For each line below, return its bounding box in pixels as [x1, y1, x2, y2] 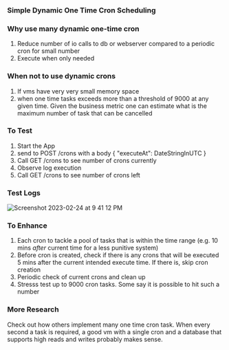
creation [17, 265, 41, 274]
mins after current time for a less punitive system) [17, 243, 159, 252]
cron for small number [17, 47, 80, 55]
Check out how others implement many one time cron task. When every [7, 320, 211, 329]
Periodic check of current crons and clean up [17, 273, 146, 281]
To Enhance [7, 221, 47, 230]
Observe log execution [17, 164, 82, 172]
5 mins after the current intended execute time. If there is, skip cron [17, 259, 208, 267]
